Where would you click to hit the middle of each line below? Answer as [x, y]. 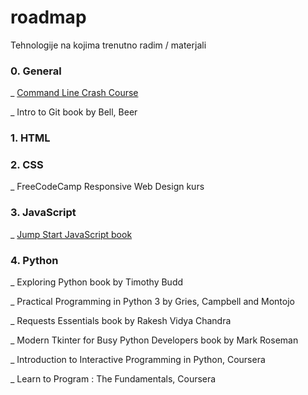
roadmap [48, 17]
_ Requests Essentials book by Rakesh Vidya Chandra [121, 321]
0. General [36, 71]
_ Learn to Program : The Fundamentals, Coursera [113, 379]
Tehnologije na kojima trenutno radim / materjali [108, 45]
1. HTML [30, 138]
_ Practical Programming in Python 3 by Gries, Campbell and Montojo [152, 302]
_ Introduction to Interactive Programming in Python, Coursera [138, 360]
